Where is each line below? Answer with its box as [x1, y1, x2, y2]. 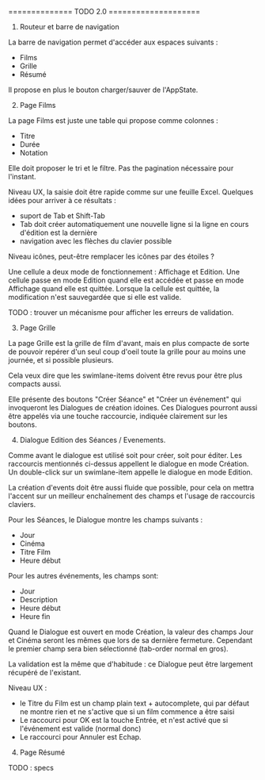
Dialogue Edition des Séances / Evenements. [19, 436, 166, 444]
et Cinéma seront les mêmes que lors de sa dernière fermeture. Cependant [8, 636, 253, 645]
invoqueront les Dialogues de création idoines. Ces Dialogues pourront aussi [8, 403, 258, 412]
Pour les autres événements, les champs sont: [8, 571, 159, 580]
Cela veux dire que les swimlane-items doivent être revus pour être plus [8, 371, 243, 380]
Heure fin [19, 612, 51, 621]
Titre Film [19, 548, 51, 556]
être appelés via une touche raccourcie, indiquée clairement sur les [8, 412, 228, 421]
